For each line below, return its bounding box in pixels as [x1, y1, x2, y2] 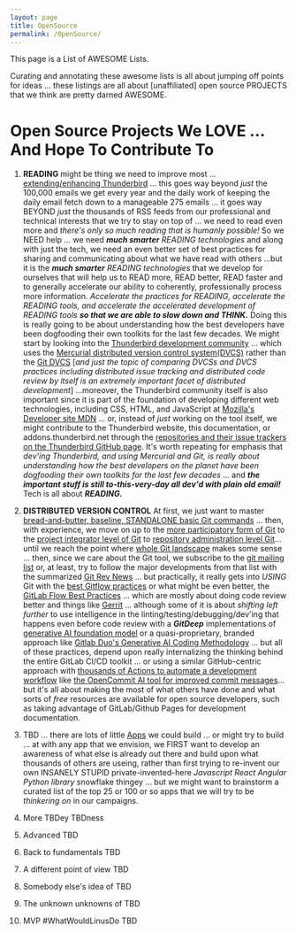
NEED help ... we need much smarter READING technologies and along [22, 235, 284, 245]
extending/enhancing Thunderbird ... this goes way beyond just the [22, 178, 268, 189]
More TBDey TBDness [22, 813, 104, 823]
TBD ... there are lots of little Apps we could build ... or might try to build [22, 729, 285, 740]
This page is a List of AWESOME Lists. [10, 54, 149, 65]
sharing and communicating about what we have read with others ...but [22, 253, 283, 264]
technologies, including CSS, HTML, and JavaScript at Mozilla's [22, 404, 255, 414]
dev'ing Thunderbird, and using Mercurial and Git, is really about [22, 451, 260, 461]
